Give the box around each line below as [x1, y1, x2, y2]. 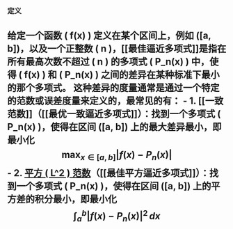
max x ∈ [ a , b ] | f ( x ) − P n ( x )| [61, 149, 172, 163]
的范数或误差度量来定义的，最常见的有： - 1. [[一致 [7, 95, 224, 107]
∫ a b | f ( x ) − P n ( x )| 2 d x [73, 207, 161, 223]
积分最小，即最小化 [34, 193, 117, 205]
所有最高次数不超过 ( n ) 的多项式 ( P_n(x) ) [7, 56, 189, 68]
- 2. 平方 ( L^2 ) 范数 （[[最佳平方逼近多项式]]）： [7, 167, 210, 179]
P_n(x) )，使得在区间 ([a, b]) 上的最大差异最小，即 [7, 121, 222, 133]
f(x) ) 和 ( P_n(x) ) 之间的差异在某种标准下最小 [24, 69, 220, 81]
